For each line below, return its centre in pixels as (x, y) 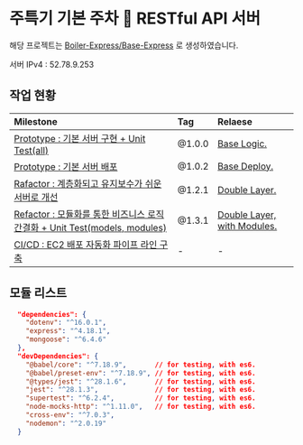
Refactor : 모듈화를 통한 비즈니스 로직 (89, 214)
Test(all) (32, 150)
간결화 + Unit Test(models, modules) (90, 227)
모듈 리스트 (38, 293)
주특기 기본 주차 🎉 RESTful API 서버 (135, 19)
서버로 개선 (36, 197)
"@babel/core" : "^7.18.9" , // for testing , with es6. (141, 365)
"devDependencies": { (58, 356)
